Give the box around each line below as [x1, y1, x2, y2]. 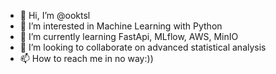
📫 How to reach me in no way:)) [19, 53, 154, 64]
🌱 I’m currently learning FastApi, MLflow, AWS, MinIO [19, 31, 239, 42]
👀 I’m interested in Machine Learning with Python [19, 20, 223, 32]
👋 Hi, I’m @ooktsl [19, 10, 91, 21]
